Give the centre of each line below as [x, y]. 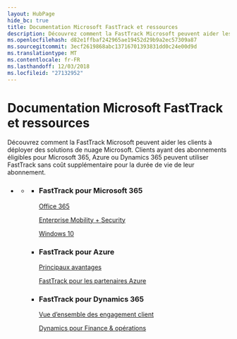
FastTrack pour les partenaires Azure [92, 281]
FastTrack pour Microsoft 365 [91, 191]
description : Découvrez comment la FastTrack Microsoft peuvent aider [113, 34]
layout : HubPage [31, 14]
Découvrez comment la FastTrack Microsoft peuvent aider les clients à [110, 143]
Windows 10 [56, 233]
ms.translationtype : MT [42, 54]
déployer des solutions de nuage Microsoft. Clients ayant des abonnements [117, 150]
